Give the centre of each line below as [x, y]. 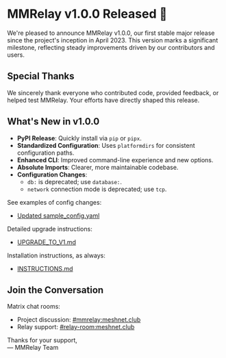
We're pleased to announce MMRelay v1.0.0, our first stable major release [111, 33]
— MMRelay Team [33, 348]
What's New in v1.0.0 [53, 122]
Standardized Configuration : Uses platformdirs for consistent [106, 145]
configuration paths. [46, 153]
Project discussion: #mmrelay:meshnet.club [79, 320]
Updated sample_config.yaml [58, 216]
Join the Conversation [55, 290]
